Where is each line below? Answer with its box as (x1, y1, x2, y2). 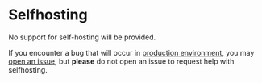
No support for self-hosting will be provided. (8, 32, 156, 42)
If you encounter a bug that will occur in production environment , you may (8, 48, 255, 57)
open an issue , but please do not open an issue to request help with (8, 56, 235, 66)
